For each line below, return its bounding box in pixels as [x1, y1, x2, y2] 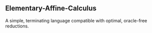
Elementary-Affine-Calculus [5, 4, 97, 13]
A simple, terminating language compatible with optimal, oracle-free [5, 17, 147, 23]
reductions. [5, 23, 29, 29]
